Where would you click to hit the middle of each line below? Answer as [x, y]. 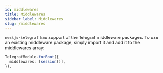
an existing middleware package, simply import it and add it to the [73, 43]
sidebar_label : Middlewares [34, 19]
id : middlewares [22, 10]
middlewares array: [25, 48]
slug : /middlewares [25, 23]
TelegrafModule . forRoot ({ [32, 57]
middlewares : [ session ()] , [38, 62]
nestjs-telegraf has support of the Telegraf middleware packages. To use [81, 37]
